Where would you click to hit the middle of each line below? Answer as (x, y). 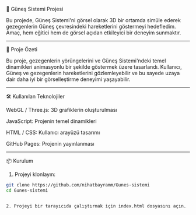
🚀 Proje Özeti (22, 49)
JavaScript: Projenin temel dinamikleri (52, 121)
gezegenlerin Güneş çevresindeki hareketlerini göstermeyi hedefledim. (91, 27)
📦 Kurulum (20, 161)
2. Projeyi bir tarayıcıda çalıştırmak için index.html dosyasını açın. (96, 206)
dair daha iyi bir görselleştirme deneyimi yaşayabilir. (68, 79)
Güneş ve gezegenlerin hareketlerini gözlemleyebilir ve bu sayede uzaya (93, 73)
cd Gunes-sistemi (27, 190)
